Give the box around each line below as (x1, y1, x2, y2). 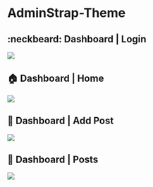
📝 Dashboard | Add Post (7, 115, 114, 127)
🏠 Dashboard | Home (7, 73, 104, 85)
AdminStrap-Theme (7, 5, 126, 21)
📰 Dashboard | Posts (7, 154, 99, 166)
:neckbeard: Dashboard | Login (7, 33, 147, 45)
